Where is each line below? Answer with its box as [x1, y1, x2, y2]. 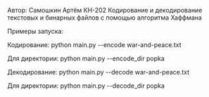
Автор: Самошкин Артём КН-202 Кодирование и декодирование [7, 6, 203, 14]
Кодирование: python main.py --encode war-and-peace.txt [7, 41, 182, 48]
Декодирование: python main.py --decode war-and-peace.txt [7, 68, 190, 76]
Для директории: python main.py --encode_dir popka [7, 54, 165, 63]
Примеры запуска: [7, 27, 63, 35]
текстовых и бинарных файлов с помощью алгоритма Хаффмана [7, 13, 202, 22]
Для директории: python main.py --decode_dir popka [7, 82, 165, 90]
